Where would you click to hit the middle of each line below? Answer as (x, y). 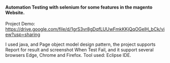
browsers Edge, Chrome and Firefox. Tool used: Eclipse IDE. (68, 55)
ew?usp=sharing (23, 35)
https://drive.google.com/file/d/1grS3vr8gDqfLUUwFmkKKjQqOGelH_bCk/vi (85, 29)
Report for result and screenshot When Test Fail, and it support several (79, 50)
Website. (15, 12)
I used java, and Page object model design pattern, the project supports (80, 44)
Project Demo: (20, 24)
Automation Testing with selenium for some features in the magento (79, 7)
